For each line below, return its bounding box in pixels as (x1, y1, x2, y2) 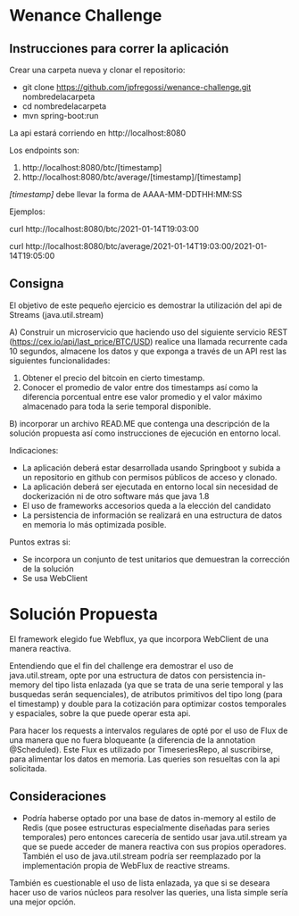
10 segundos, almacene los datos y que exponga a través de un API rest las (9, 346, 287, 356)
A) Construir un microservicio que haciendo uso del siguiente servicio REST (9, 327, 288, 337)
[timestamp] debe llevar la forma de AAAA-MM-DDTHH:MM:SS (9, 189, 243, 199)
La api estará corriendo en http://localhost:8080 (9, 128, 186, 138)
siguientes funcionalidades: (9, 354, 111, 366)
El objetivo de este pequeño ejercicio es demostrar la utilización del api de (9, 300, 283, 311)
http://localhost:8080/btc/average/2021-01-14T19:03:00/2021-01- (25, 241, 268, 251)
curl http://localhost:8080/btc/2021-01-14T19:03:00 (9, 224, 199, 234)
